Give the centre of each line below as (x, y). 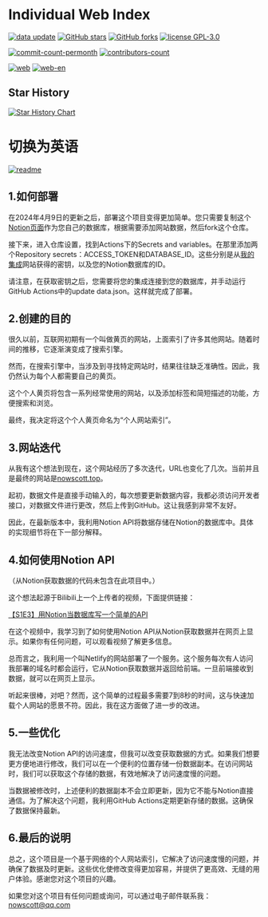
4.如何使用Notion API (61, 560)
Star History (39, 93)
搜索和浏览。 (36, 403)
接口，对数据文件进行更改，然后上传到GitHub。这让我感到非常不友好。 (124, 505)
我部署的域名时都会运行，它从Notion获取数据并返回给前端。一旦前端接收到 (131, 668)
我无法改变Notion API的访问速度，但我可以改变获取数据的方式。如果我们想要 (134, 753)
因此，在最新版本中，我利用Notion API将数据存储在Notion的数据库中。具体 (131, 522)
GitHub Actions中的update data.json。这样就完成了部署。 (102, 291)
